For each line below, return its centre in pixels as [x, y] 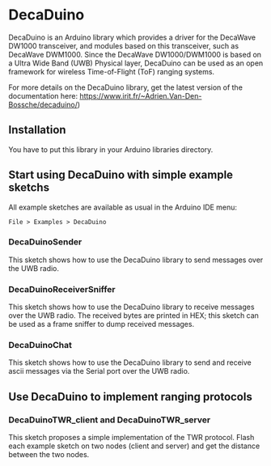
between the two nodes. [49, 455]
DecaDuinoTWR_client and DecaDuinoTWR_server [110, 420]
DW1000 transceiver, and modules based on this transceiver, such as [124, 45]
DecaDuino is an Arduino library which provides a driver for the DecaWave [132, 37]
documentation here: [43, 95]
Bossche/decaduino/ [43, 104]
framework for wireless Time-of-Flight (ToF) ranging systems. [112, 71]
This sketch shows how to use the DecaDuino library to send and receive [130, 362]
